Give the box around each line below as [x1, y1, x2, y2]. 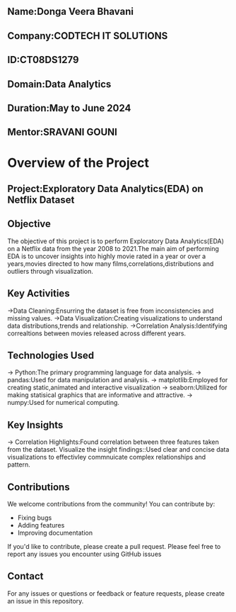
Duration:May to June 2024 [7, 102, 131, 114]
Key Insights [7, 418, 64, 431]
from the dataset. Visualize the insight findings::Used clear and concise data [7, 445, 230, 454]
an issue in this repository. [7, 596, 84, 605]
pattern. [7, 460, 30, 469]
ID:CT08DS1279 [7, 54, 79, 66]
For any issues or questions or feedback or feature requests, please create [7, 589, 225, 598]
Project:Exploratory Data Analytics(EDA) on [7, 182, 203, 194]
